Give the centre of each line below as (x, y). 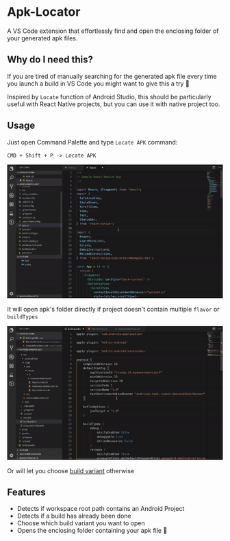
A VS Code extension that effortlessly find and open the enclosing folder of (113, 31)
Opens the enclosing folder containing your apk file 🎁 (92, 531)
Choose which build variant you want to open (81, 523)
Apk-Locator (44, 12)
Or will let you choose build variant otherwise (71, 470)
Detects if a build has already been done (74, 516)
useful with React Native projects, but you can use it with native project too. (114, 104)
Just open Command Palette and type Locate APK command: (92, 142)
